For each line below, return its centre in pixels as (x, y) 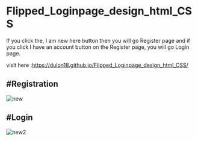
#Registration (32, 84)
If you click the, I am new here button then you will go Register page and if (98, 40)
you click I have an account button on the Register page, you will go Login (98, 47)
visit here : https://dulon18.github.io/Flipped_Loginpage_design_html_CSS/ (97, 65)
